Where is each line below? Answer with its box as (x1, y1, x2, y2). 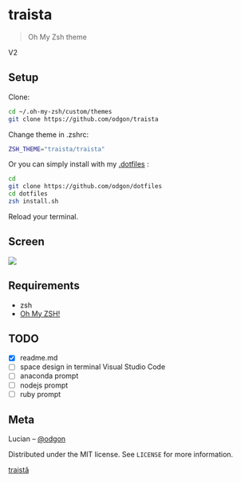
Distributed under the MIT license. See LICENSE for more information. (8, 450, 234, 460)
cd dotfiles (8, 190, 48, 198)
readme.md (19, 353, 58, 363)
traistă (8, 465, 30, 475)
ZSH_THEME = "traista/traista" (8, 145, 105, 153)
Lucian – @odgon (8, 434, 66, 444)
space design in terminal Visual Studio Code (19, 362, 166, 372)
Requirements (8, 279, 80, 293)
